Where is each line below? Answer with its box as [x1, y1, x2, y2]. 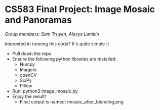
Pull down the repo [12, 50, 52, 57]
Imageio [19, 67, 37, 73]
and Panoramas [5, 14, 72, 26]
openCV [19, 72, 37, 78]
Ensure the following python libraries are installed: [12, 56, 117, 62]
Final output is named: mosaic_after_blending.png [19, 98, 124, 104]
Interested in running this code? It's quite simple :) [5, 40, 109, 46]
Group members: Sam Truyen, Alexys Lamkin [5, 31, 99, 37]
